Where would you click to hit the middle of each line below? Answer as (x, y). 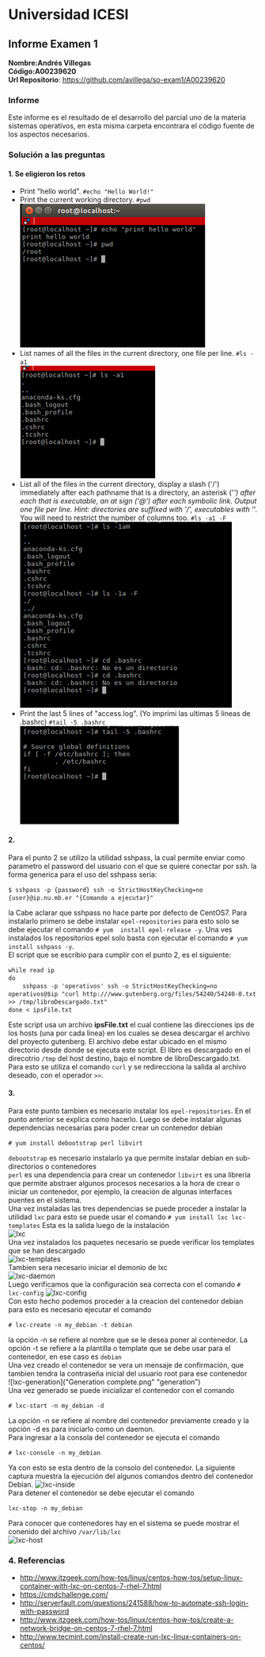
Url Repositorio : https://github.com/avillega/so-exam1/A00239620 (117, 80)
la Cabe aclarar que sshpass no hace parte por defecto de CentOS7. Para (128, 913)
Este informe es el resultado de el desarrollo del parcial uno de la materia (127, 117)
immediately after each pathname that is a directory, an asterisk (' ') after (138, 492)
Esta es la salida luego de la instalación (106, 1225)
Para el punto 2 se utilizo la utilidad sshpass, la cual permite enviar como (127, 857)
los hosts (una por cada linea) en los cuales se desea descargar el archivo (129, 1033)
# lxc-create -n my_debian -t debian (70, 1325)
